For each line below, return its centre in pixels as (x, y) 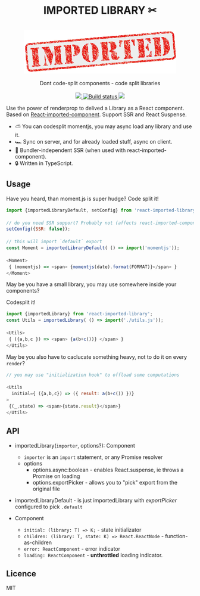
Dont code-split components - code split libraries (100, 83)
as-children (38, 542)
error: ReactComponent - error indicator (72, 548)
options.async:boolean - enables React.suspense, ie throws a (108, 470)
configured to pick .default (49, 507)
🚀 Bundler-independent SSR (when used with (70, 150)
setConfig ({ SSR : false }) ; (38, 229)
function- (176, 536)
